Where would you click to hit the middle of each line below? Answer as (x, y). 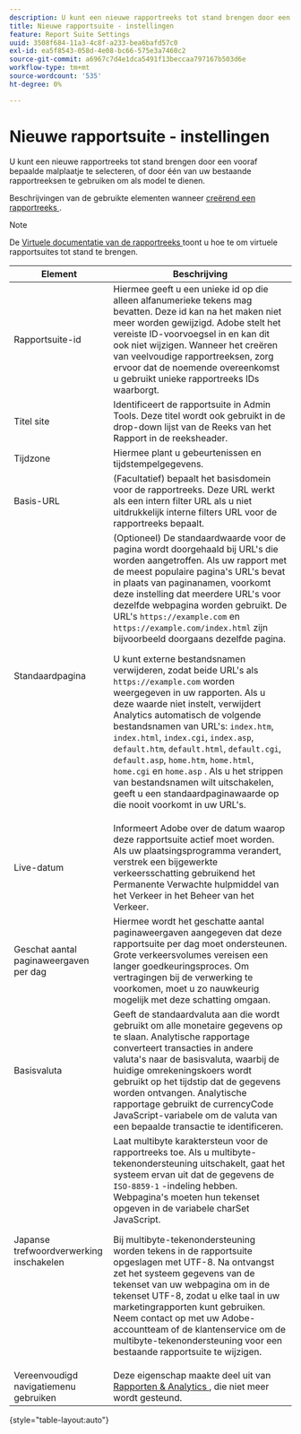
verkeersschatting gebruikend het (184, 873)
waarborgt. (136, 389)
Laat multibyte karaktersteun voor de (191, 1141)
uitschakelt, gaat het (243, 1163)
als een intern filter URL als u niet (183, 500)
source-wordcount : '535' (56, 76)
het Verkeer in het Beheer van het (184, 895)
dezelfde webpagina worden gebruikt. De (200, 604)
